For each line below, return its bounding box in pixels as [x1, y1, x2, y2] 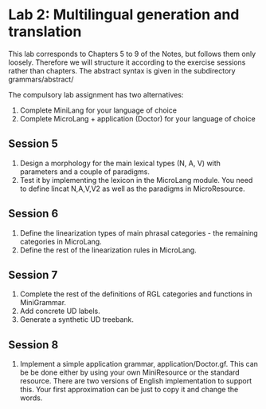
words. [19, 393, 43, 403]
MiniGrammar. [19, 298, 66, 308]
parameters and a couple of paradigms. [19, 166, 150, 177]
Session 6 [8, 207, 59, 220]
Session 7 [8, 268, 58, 281]
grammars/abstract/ [8, 74, 74, 84]
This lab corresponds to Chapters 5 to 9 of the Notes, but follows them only [8, 49, 256, 58]
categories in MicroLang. [19, 236, 102, 246]
